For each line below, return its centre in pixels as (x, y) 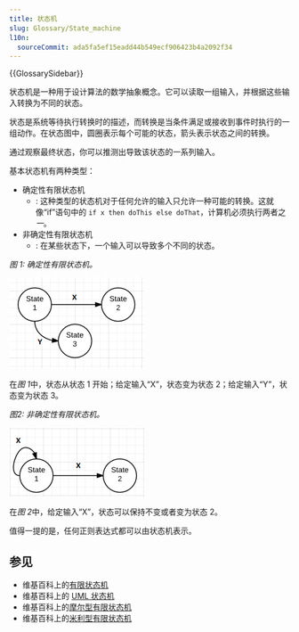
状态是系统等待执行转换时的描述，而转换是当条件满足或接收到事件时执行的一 (149, 122)
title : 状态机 (33, 19)
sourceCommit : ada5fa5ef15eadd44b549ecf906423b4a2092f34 (125, 47)
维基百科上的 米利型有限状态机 (77, 619)
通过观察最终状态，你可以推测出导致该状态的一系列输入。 (114, 152)
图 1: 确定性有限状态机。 (53, 265)
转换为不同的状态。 (52, 103)
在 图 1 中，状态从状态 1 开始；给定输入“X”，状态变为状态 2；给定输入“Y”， (145, 384)
